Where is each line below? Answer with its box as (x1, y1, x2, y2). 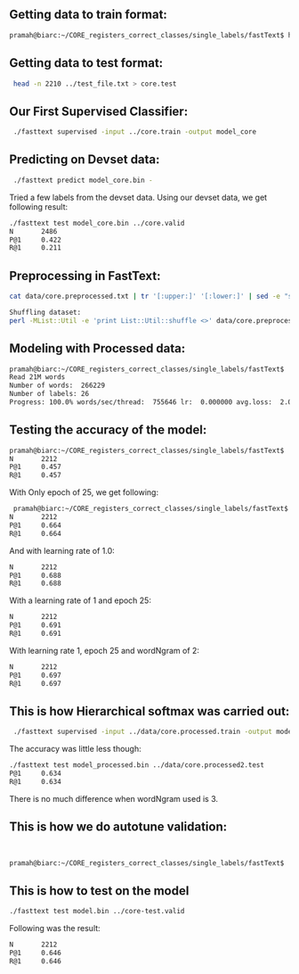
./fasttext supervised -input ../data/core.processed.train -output (12, 727, 273, 737)
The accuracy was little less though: (9, 744, 141, 755)
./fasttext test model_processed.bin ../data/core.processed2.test (9, 761, 265, 770)
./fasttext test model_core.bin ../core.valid (9, 219, 185, 227)
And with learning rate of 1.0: (9, 545, 116, 556)
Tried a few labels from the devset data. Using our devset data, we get (9, 192, 268, 202)
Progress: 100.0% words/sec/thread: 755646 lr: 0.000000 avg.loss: (9, 398, 273, 407)
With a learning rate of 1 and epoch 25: (9, 595, 151, 606)
